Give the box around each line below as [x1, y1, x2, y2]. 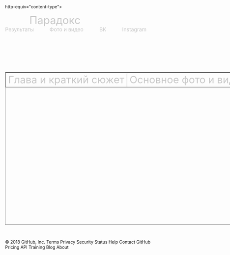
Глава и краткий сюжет [8, 73, 124, 86]
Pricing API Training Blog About [5, 244, 69, 250]
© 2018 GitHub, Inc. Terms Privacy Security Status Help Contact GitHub [5, 239, 151, 245]
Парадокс [29, 13, 81, 27]
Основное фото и [129, 73, 215, 86]
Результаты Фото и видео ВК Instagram [5, 26, 146, 33]
